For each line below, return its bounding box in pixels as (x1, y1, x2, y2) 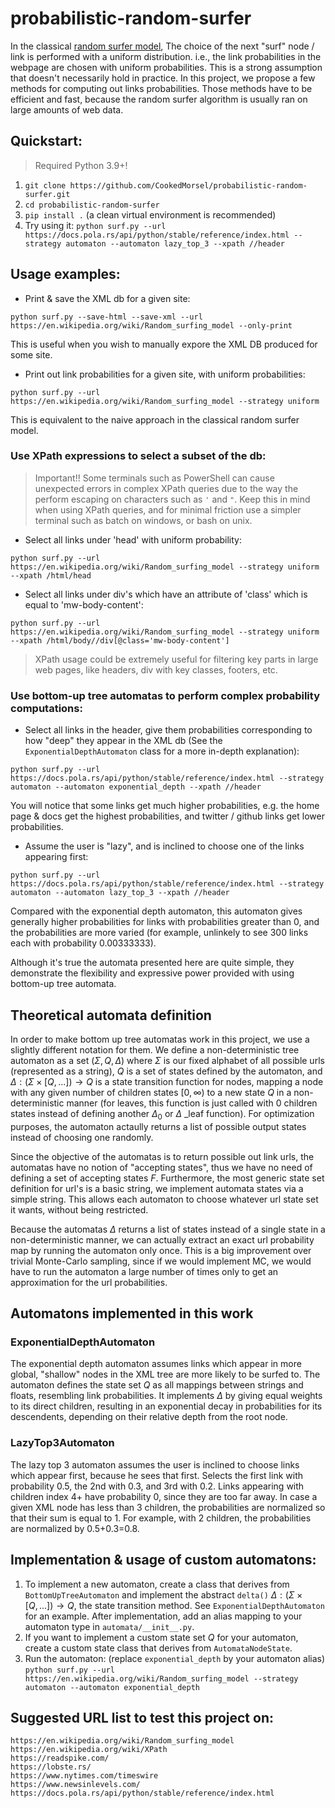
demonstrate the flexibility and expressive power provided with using (10, 967, 295, 979)
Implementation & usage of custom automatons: (10, 1552, 317, 1569)
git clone (24, 180, 67, 191)
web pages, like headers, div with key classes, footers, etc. (34, 663, 278, 676)
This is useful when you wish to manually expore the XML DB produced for (10, 338, 318, 350)
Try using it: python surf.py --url (24, 219, 167, 231)
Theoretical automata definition (10, 1007, 212, 1024)
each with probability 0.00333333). (10, 937, 157, 949)
